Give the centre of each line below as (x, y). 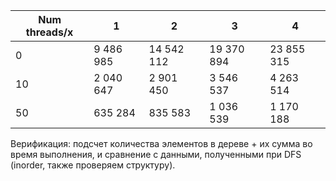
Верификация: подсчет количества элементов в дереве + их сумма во (161, 143)
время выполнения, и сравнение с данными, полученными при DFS (156, 154)
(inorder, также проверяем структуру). (93, 165)
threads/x (49, 32)
